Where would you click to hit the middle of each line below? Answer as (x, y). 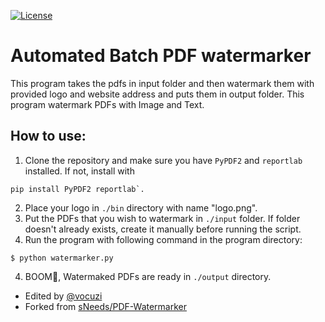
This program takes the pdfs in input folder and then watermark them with (162, 83)
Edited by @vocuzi (63, 296)
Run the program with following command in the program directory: (163, 239)
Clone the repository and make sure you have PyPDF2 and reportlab (163, 160)
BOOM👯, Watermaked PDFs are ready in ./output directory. (148, 276)
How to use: (48, 136)
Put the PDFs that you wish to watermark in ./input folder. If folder (162, 218)
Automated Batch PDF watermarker (161, 56)
